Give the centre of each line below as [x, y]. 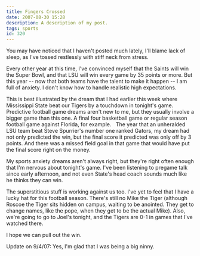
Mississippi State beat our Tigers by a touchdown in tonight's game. [90, 105]
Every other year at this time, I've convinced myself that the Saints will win [98, 68]
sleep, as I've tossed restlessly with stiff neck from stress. [78, 57]
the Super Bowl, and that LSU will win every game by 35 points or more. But [99, 75]
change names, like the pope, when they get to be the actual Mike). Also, [96, 211]
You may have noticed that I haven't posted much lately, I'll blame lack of [96, 51]
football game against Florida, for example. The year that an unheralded [96, 124]
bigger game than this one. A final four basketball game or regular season [97, 118]
